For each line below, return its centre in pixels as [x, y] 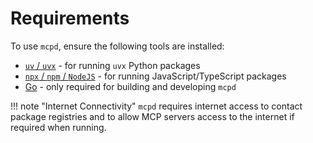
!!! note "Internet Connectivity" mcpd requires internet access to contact [156, 106]
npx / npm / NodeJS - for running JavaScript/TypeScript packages [155, 76]
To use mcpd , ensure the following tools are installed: [117, 46]
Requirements [70, 18]
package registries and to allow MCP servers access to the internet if [152, 116]
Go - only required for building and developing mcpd [130, 86]
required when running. [58, 127]
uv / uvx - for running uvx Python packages [112, 65]
